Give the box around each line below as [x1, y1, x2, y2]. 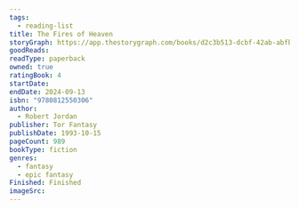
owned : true [9, 63, 53, 72]
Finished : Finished [9, 179, 82, 188]
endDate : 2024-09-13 [9, 87, 86, 96]
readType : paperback [9, 54, 86, 63]
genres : [9, 153, 38, 163]
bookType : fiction [9, 145, 77, 154]
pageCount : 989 [9, 137, 66, 146]
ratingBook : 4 [9, 71, 62, 80]
